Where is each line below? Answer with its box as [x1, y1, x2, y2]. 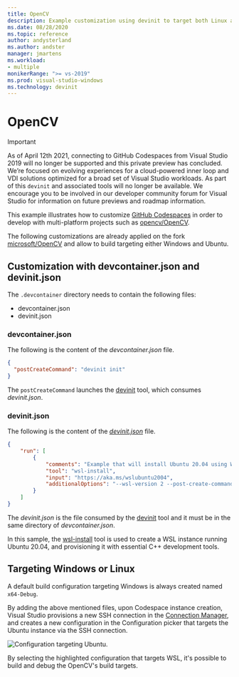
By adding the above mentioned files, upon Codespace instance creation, [7, 603, 223, 611]
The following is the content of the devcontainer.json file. [7, 346, 174, 354]
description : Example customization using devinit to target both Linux [7, 17, 228, 24]
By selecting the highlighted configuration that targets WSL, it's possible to [7, 653, 227, 662]
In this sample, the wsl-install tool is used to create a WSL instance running [7, 534, 228, 543]
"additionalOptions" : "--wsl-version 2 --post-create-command [45, 480, 234, 488]
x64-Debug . [7, 589, 38, 598]
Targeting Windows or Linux [7, 563, 135, 575]
